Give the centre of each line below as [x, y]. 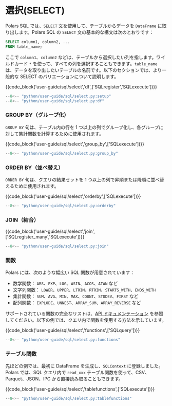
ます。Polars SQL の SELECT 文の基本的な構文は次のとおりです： [86, 32]
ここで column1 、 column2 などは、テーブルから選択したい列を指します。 [81, 57]
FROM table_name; [24, 47]
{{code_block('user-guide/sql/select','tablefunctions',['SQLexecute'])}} [80, 389]
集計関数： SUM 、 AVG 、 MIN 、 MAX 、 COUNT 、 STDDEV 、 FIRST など [75, 297]
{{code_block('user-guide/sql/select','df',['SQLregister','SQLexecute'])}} [81, 87]
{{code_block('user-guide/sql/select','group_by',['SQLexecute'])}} [75, 144]
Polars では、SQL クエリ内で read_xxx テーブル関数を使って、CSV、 [78, 373]
